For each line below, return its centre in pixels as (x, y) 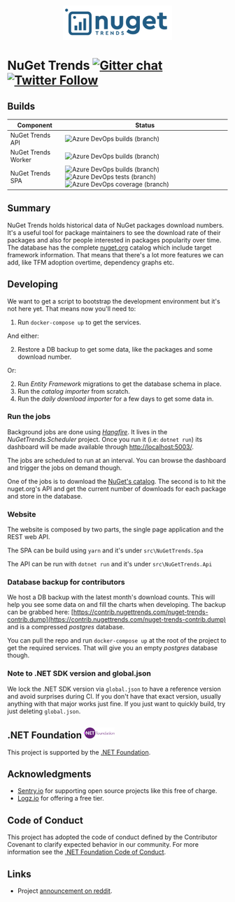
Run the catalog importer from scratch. (74, 391)
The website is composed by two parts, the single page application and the (115, 529)
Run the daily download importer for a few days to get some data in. (115, 399)
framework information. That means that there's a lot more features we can (115, 255)
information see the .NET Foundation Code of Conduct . (87, 852)
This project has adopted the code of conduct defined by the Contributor (113, 837)
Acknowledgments (50, 774)
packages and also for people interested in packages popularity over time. (114, 240)
